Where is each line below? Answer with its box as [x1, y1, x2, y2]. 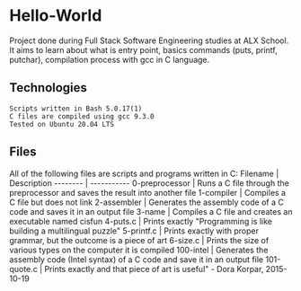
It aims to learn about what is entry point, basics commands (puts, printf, [9, 44, 278, 55]
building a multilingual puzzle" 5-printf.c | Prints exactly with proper [9, 225, 259, 236]
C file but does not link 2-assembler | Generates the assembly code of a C [9, 197, 285, 207]
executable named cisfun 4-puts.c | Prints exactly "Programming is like [9, 216, 272, 226]
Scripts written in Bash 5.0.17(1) [9, 104, 143, 113]
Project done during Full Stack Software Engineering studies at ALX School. [9, 35, 289, 46]
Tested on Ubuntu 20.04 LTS [9, 119, 115, 128]
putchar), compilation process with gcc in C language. [9, 54, 210, 65]
